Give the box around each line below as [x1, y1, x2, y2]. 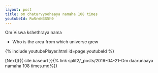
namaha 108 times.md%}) [5, 63, 58, 69]
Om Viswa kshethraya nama [5, 30, 62, 36]
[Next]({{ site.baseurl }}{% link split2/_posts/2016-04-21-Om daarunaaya [5, 58, 154, 64]
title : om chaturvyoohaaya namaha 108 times [5, 12, 98, 17]
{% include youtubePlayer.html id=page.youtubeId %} [5, 48, 115, 54]
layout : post [5, 7, 32, 12]
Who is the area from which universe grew [12, 39, 98, 45]
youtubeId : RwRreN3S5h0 [5, 16, 54, 21]
